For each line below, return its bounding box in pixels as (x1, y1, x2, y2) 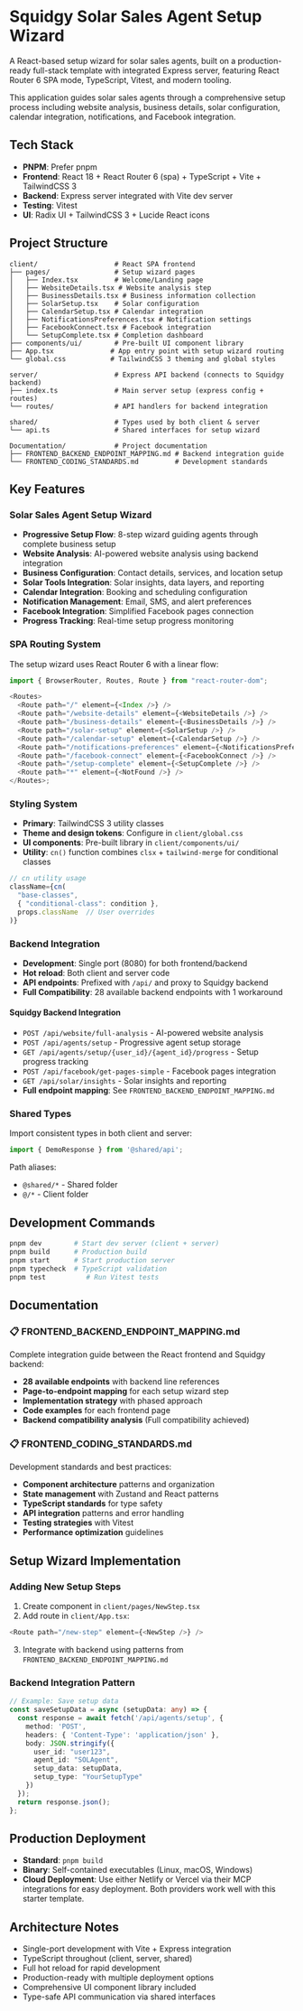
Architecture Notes (9, 1919, 120, 1934)
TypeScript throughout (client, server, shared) (22, 1953, 193, 1964)
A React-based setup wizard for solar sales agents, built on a (9, 55, 236, 66)
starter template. (22, 1894, 85, 1904)
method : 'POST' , (25, 1722, 87, 1731)
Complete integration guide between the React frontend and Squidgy (9, 1349, 266, 1360)
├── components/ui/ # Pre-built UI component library (9, 339, 244, 348)
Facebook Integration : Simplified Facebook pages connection (22, 606, 254, 617)
